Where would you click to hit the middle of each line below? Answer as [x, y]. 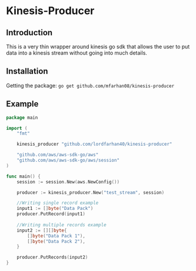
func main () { [24, 176]
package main [22, 118]
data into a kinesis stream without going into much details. [77, 53]
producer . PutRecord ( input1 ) [51, 214]
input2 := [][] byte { [42, 230]
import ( [17, 128]
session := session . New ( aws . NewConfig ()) [68, 182]
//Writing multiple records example [62, 225]
